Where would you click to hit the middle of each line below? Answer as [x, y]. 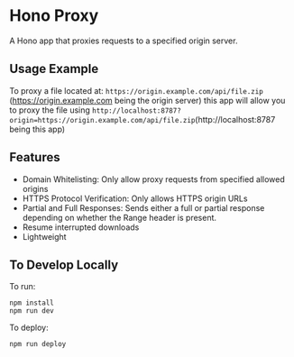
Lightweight [44, 236]
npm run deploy [38, 344]
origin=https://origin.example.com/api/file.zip [102, 120]
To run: [23, 287]
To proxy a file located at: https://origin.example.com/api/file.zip [136, 90]
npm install [32, 303]
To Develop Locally [64, 265]
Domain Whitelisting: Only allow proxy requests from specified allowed [154, 179]
